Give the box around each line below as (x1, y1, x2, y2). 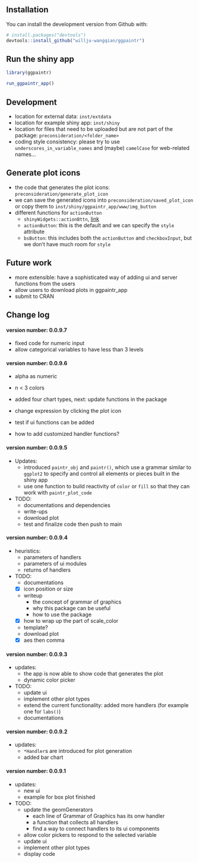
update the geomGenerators (23, 806, 93, 813)
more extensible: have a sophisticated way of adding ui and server (14, 274, 178, 281)
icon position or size (23, 585, 73, 592)
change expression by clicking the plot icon (14, 407, 122, 415)
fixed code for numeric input (14, 340, 85, 347)
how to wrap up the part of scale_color (23, 617, 119, 624)
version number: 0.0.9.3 (6, 651, 68, 658)
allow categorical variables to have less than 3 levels (14, 346, 144, 353)
